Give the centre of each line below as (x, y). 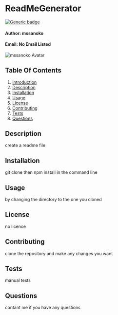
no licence (15, 226)
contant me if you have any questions (43, 308)
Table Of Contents (33, 70)
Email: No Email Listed (28, 44)
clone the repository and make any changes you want (59, 253)
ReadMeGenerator (43, 9)
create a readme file (25, 145)
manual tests (18, 280)
